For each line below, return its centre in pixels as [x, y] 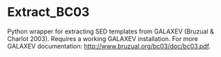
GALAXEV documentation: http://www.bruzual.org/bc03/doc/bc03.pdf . [109, 46]
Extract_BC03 [48, 12]
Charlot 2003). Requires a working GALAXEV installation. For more [103, 38]
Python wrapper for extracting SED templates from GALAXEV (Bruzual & [111, 31]
